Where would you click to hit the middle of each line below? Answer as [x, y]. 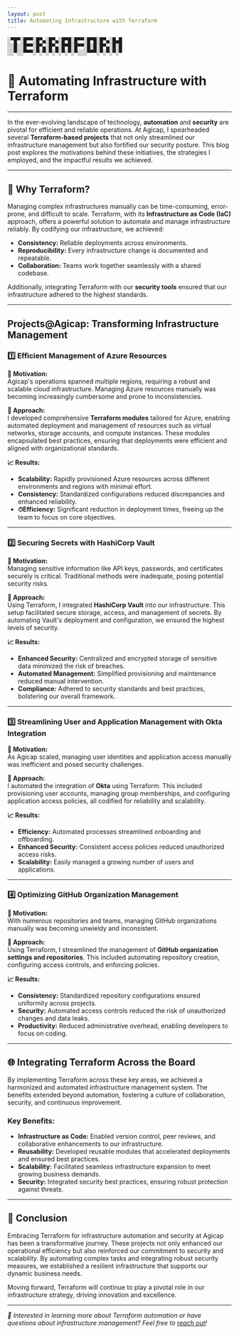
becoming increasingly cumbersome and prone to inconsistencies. [105, 396]
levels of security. [33, 628]
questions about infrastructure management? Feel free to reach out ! [107, 1323]
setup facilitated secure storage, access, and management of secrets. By [115, 613]
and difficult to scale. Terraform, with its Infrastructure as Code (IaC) [129, 214]
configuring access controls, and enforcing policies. [84, 965]
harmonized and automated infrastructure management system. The [107, 1087]
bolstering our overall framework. [67, 696]
